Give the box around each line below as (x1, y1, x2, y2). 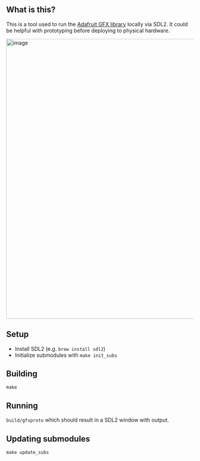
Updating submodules (6, 434, 90, 444)
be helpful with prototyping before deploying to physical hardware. (6, 27, 170, 34)
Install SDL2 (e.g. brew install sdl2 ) (14, 345, 106, 352)
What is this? (6, 5, 56, 15)
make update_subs (6, 450, 49, 456)
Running (6, 400, 39, 410)
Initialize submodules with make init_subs (14, 351, 117, 359)
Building (6, 369, 37, 379)
